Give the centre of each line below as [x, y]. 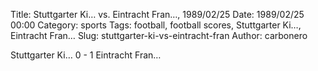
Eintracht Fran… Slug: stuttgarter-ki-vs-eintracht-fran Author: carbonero [159, 35]
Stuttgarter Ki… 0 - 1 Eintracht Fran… [86, 55]
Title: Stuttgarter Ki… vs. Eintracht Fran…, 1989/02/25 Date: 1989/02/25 [157, 14]
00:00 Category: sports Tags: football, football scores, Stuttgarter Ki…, [156, 25]
